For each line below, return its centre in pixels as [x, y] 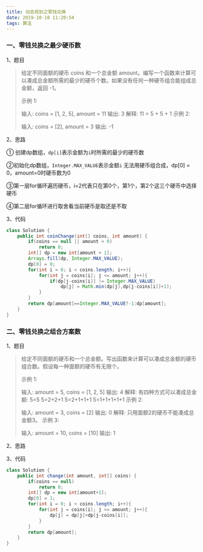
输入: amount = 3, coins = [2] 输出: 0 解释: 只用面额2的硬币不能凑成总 [108, 412]
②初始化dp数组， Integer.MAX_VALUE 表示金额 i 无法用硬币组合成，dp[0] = [98, 165]
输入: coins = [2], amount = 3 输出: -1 [67, 126]
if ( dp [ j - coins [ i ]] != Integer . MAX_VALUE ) [102, 281]
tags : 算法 [19, 23]
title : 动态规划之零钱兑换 [36, 12]
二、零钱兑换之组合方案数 [44, 331]
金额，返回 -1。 [40, 88]
